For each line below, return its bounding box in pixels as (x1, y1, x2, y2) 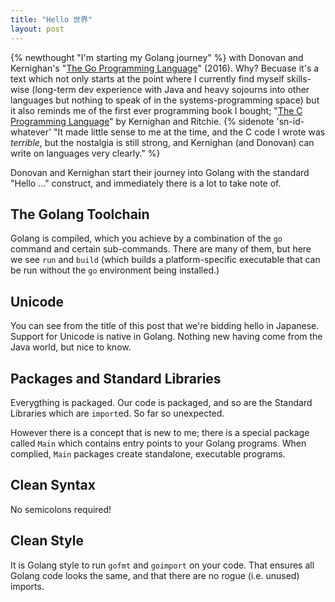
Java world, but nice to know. (10, 341, 132, 353)
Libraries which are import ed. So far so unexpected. (10, 407, 225, 419)
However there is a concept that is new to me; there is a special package (10, 426, 310, 438)
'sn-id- (276, 115, 305, 127)
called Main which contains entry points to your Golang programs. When (10, 437, 307, 449)
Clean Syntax (10, 477, 96, 494)
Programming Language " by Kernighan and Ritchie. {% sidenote (10, 115, 275, 127)
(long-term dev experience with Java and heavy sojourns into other (31, 83, 310, 95)
